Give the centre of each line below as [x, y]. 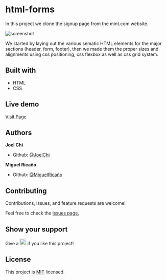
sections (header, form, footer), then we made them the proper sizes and [82, 49]
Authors [19, 132]
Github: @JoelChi [31, 155]
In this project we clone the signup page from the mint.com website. [77, 24]
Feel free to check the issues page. [42, 213]
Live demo [22, 104]
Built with [21, 70]
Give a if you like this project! [40, 243]
